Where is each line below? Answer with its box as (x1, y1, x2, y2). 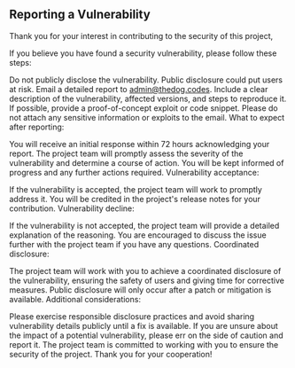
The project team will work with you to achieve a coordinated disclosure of (9, 265, 282, 276)
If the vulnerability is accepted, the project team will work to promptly (9, 184, 263, 194)
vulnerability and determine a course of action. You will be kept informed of (9, 157, 284, 168)
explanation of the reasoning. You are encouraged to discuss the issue (9, 230, 268, 240)
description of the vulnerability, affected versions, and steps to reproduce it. (9, 93, 287, 104)
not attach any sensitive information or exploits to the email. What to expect (9, 112, 285, 122)
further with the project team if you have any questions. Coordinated (9, 239, 260, 249)
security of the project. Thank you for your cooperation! (9, 348, 213, 359)
